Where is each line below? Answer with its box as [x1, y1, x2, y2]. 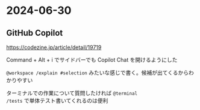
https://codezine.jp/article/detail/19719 [6, 44, 102, 51]
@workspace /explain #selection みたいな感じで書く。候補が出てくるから [6, 69, 189, 76]
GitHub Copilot [6, 28, 63, 38]
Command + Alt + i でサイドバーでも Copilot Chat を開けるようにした [6, 56, 178, 63]
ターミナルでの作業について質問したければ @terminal [6, 89, 137, 97]
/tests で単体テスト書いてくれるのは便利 [6, 97, 108, 104]
